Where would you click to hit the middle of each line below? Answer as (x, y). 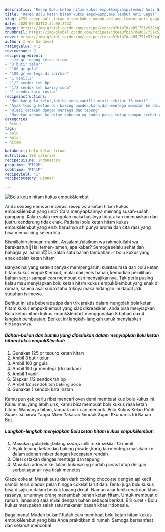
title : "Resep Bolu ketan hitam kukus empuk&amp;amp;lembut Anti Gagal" (81, 14)
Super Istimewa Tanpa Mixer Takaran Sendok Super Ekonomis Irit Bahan (78, 415)
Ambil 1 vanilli (26, 374)
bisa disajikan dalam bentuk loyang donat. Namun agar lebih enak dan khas (82, 490)
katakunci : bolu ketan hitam (35, 151)
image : (12, 28)
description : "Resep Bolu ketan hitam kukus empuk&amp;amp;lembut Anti (80, 10)
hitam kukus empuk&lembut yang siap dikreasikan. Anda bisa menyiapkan (80, 308)
